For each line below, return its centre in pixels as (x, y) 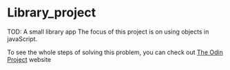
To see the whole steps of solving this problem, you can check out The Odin (115, 52)
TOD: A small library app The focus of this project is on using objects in (108, 32)
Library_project (52, 13)
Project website (29, 59)
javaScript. (22, 38)
